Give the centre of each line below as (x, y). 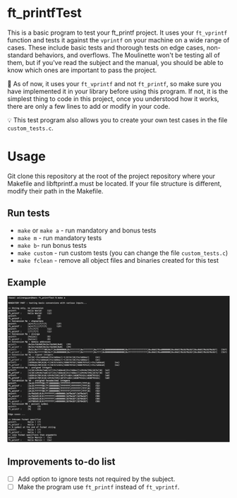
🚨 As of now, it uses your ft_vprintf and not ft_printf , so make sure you (115, 83)
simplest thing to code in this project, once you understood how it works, (113, 99)
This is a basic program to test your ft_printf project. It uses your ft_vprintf (117, 32)
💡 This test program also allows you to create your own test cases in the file (117, 120)
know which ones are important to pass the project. (82, 70)
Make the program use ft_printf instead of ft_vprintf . (98, 487)
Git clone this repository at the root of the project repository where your (111, 176)
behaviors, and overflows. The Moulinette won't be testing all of (127, 55)
